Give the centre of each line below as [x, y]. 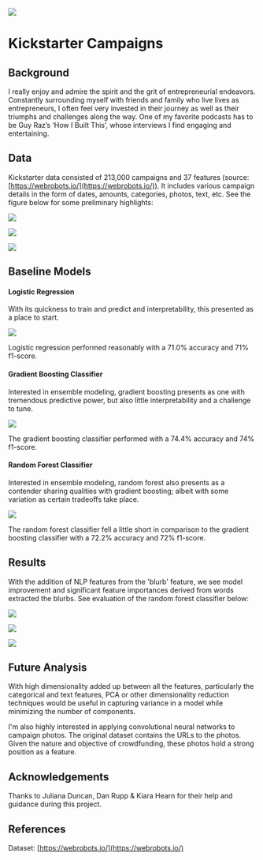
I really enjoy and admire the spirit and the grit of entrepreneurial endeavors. [132, 92]
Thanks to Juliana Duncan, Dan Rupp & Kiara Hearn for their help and [120, 796]
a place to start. [33, 318]
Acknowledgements [59, 777]
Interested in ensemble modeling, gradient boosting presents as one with [127, 391]
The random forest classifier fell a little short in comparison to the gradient [129, 529]
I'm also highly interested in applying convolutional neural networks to [122, 727]
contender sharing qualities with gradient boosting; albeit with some [119, 491]
